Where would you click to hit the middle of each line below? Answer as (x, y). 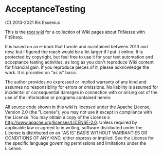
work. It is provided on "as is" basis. (41, 72)
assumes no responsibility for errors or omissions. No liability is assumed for (82, 87)
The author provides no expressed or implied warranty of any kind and (76, 82)
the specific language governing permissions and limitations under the (76, 143)
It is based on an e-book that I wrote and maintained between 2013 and (77, 46)
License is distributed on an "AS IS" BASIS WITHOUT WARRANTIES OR (76, 133)
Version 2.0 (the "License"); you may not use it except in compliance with (79, 112)
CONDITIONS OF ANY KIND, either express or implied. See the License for (80, 138)
